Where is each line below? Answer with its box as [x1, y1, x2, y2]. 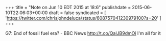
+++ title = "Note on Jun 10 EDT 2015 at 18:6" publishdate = [5, 5, 131, 10]
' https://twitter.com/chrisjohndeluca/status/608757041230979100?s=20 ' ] [5, 15, 162, 21]
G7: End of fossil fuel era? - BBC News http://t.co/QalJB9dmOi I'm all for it [5, 30, 161, 36]
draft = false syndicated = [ [49, 10, 106, 16]
